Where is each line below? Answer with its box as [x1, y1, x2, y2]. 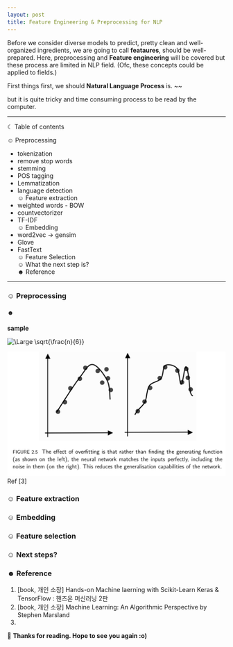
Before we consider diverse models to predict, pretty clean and [7, 38, 188, 47]
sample [7, 324, 29, 332]
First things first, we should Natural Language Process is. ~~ [7, 81, 182, 90]
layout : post [7, 11, 45, 18]
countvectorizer [17, 208, 63, 217]
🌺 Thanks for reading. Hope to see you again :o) [7, 631, 148, 639]
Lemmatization [17, 179, 60, 187]
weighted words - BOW [17, 201, 85, 209]
